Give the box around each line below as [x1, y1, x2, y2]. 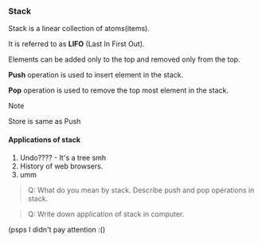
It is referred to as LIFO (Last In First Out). [8, 39, 145, 49]
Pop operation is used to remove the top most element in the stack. [8, 85, 229, 95]
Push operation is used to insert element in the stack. [8, 70, 184, 80]
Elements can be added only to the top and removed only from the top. [8, 54, 240, 65]
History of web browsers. [19, 161, 104, 171]
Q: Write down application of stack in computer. [27, 209, 185, 219]
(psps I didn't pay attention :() [8, 224, 106, 234]
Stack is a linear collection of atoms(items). [8, 24, 150, 34]
